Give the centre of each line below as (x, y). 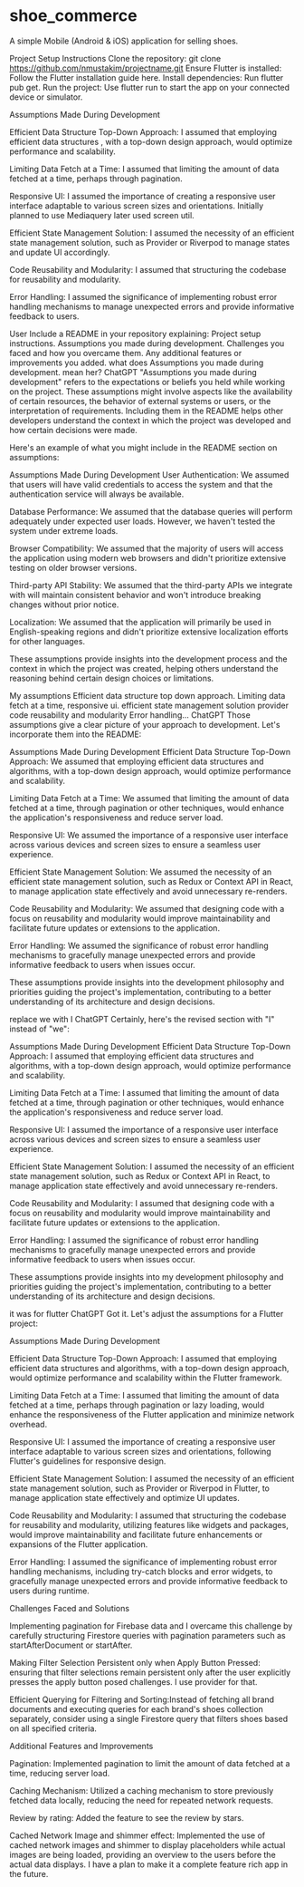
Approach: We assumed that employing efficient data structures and (137, 761)
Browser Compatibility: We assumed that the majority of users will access (147, 548)
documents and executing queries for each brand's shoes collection (137, 1708)
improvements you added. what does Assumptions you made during (137, 363)
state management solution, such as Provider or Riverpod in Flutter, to (139, 1488)
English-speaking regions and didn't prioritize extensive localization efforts (149, 632)
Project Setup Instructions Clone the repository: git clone (115, 58)
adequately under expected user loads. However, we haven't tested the (142, 521)
